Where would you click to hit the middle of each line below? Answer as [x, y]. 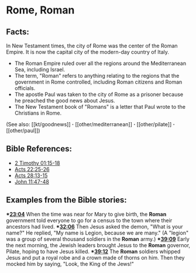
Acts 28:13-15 [31, 175]
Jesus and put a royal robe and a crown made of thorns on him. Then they [95, 257]
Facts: [18, 32]
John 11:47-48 [32, 181]
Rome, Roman [40, 10]
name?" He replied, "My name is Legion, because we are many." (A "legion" [97, 233]
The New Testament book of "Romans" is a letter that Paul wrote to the [100, 107]
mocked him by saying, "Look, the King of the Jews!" [70, 264]
